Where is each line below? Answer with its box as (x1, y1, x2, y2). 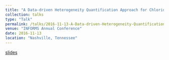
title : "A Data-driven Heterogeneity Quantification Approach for (5, 7, 147, 13)
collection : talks (5, 12, 44, 17)
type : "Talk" (5, 17, 33, 22)
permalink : (5, 21, 28, 27)
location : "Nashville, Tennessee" (5, 36, 78, 41)
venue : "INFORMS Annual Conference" (5, 26, 82, 31)
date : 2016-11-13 (5, 31, 42, 36)
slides (5, 49, 18, 55)
